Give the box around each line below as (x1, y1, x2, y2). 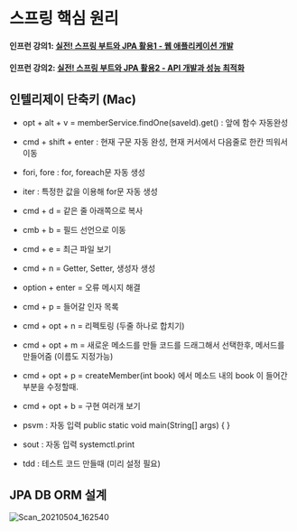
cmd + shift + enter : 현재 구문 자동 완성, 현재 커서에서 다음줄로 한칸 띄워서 (22, 136, 289, 147)
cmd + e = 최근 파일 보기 (22, 244, 112, 255)
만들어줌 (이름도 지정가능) (22, 351, 114, 362)
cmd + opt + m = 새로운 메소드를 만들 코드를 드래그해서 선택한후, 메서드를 (22, 340, 285, 350)
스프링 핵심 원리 (9, 8, 119, 29)
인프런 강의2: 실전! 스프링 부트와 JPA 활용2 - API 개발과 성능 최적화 (9, 62, 246, 73)
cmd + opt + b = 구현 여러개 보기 (22, 401, 142, 412)
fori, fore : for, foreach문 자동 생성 (22, 167, 146, 178)
